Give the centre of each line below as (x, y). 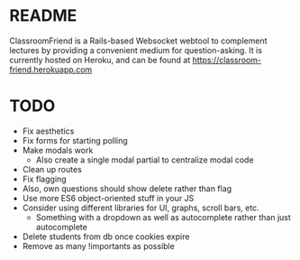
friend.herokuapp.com (51, 70)
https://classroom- (227, 60)
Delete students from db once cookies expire (106, 237)
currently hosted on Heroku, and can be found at (100, 60)
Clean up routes (52, 169)
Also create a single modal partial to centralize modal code (145, 160)
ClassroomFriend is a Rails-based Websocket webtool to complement (138, 41)
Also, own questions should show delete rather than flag (127, 188)
